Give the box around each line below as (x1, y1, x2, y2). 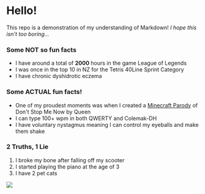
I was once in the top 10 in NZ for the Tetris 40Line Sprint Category (15, 66, 185, 73)
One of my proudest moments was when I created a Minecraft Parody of (15, 101, 198, 109)
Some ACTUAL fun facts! (6, 88, 83, 96)
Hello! (6, 4, 37, 18)
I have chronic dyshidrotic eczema (15, 73, 102, 80)
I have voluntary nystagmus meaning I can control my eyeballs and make (15, 121, 199, 128)
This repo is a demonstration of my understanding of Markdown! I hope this (6, 24, 197, 31)
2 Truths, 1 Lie (6, 143, 49, 151)
